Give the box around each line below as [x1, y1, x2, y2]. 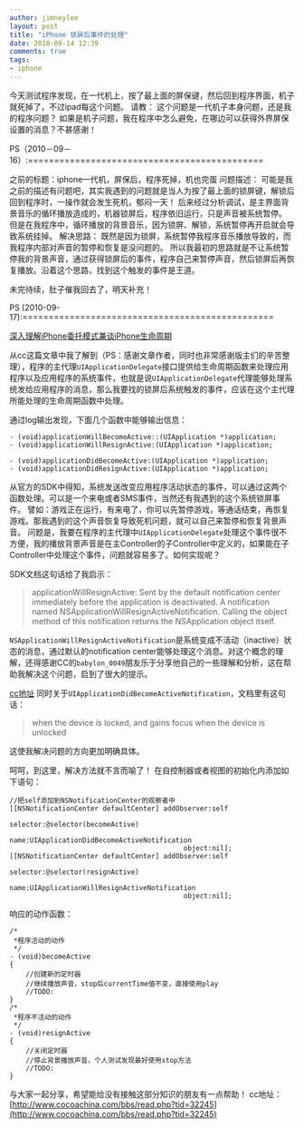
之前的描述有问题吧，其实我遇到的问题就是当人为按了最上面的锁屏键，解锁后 [9, 185, 295, 196]
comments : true [9, 47, 67, 56]
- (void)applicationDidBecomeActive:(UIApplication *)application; [9, 456, 270, 466]
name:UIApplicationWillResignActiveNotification [9, 883, 196, 892]
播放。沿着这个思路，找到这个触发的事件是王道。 [16, 264, 200, 275]
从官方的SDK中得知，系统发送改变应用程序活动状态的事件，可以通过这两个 [9, 481, 288, 492]
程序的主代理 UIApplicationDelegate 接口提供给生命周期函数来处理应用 [28, 360, 290, 372]
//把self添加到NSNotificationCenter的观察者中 [9, 796, 176, 805]
